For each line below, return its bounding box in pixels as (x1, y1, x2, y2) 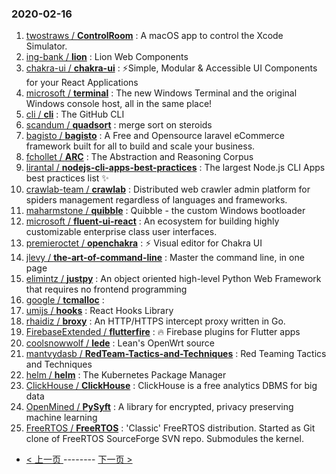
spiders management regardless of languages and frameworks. (25, 194, 288, 206)
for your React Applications (25, 77, 139, 89)
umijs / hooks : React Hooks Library (25, 305, 174, 317)
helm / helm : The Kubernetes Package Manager (25, 369, 227, 381)
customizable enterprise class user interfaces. (25, 226, 218, 238)
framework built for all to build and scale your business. (25, 140, 256, 152)
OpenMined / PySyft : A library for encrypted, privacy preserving (25, 401, 294, 413)
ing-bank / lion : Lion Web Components (25, 51, 189, 63)
